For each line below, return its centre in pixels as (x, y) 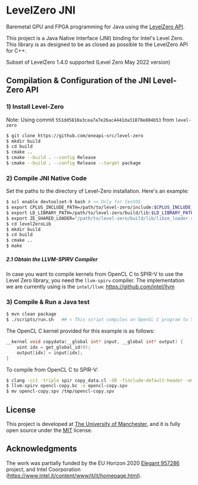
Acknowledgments (42, 449)
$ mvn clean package (32, 314)
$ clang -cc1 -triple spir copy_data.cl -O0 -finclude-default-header (95, 380)
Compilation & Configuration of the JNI (79, 81)
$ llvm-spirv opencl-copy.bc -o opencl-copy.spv (67, 386)
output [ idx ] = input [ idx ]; (50, 353)
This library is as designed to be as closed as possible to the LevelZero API (97, 44)
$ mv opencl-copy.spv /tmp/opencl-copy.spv (60, 391)
